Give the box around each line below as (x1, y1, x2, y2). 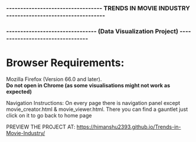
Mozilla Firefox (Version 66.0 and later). (6, 75, 102, 83)
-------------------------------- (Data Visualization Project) (6, 27, 179, 35)
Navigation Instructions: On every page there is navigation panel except (6, 99, 181, 106)
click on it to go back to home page (6, 111, 92, 119)
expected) (6, 88, 32, 95)
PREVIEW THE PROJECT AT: (6, 123, 76, 130)
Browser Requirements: (6, 56, 125, 70)
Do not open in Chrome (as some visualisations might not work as (6, 82, 170, 89)
